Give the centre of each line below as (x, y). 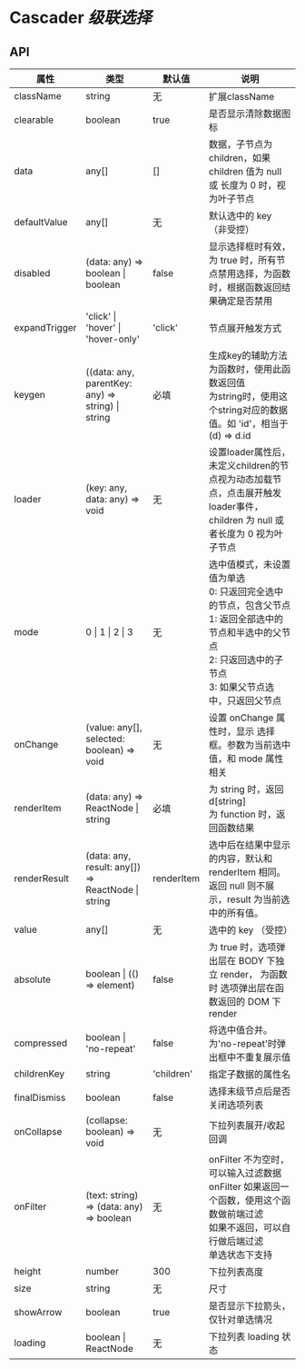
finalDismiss (40, 1097)
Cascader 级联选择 (81, 18)
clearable (34, 120)
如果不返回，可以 (245, 1228)
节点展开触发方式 (245, 328)
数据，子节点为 (241, 144)
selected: (105, 739)
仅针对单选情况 (241, 1319)
